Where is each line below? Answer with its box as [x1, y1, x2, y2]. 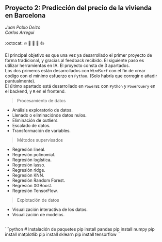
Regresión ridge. [12, 167, 46, 173]
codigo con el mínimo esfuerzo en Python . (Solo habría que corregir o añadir [5, 73, 158, 79]
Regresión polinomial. [12, 151, 56, 157]
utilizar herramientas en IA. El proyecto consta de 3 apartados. [5, 63, 130, 68]
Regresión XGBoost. [12, 182, 52, 188]
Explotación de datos [16, 197, 60, 203]
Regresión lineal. [12, 146, 46, 152]
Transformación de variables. [12, 128, 71, 133]
